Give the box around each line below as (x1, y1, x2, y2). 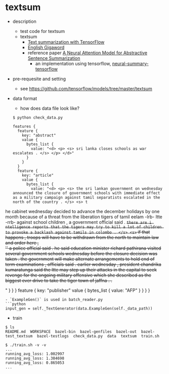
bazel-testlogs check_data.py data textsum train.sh (37, 333, 159, 338)
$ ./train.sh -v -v (5, 342, 47, 348)
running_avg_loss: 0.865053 (5, 360, 65, 365)
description (12, 18, 36, 24)
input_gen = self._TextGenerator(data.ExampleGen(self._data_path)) (5, 306, 153, 311)
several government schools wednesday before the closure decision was (5, 250, 158, 256)
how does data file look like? (20, 105, 80, 111)
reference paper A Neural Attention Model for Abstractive (27, 50, 148, 56)
